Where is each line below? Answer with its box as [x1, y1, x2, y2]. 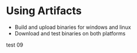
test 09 [6, 41, 24, 48]
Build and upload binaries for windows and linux [14, 24, 131, 31]
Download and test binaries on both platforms [14, 29, 126, 37]
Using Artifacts [6, 4, 82, 18]
